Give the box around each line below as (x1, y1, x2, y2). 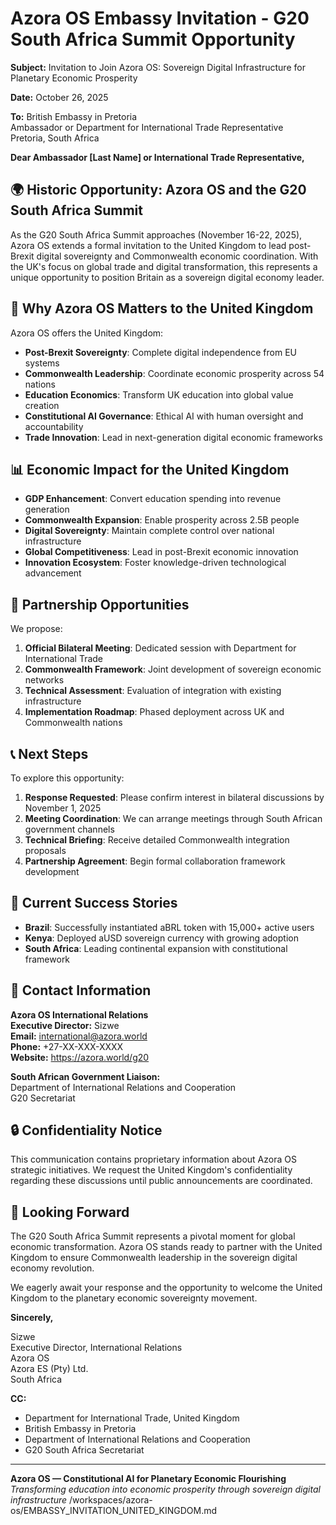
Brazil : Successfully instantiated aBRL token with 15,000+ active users (24, 921, 315, 933)
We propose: (10, 623, 63, 635)
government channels (24, 823, 115, 835)
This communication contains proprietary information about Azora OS (10, 1153, 297, 1166)
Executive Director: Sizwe (10, 1019, 120, 1031)
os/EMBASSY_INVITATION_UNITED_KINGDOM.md (10, 1505, 218, 1517)
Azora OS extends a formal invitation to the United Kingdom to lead (10, 239, 287, 251)
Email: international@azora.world (10, 1030, 148, 1042)
